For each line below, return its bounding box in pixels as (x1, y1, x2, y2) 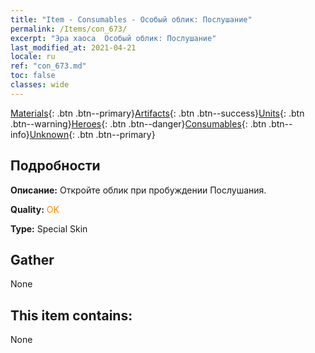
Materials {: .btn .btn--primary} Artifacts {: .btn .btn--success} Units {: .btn (10, 107, 305, 119)
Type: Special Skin (10, 222, 88, 235)
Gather (10, 251, 55, 268)
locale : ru (10, 52, 56, 62)
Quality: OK (10, 203, 60, 215)
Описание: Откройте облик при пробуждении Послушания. (10, 184, 267, 196)
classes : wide (10, 80, 70, 90)
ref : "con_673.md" (10, 61, 87, 71)
